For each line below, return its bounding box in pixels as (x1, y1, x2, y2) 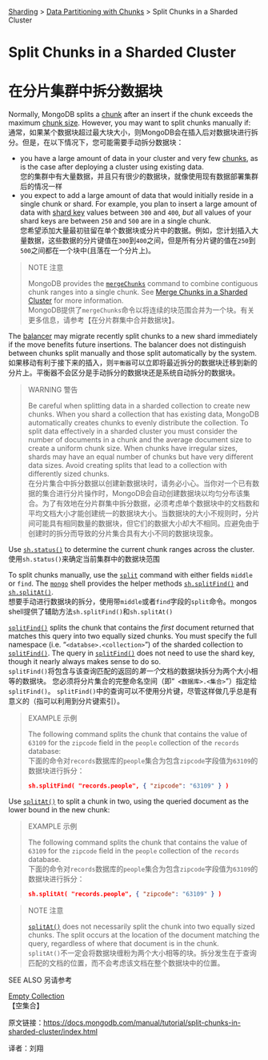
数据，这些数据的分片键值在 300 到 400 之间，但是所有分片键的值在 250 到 (26, 236, 256, 245)
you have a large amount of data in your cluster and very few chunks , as (19, 154, 258, 163)
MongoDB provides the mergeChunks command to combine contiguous (27, 279, 258, 288)
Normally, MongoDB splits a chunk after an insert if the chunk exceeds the (8, 110, 254, 119)
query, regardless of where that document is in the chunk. (27, 938, 220, 948)
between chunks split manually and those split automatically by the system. (8, 349, 258, 358)
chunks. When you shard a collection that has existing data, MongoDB (27, 409, 260, 419)
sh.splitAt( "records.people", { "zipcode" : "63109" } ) (27, 890, 222, 898)
